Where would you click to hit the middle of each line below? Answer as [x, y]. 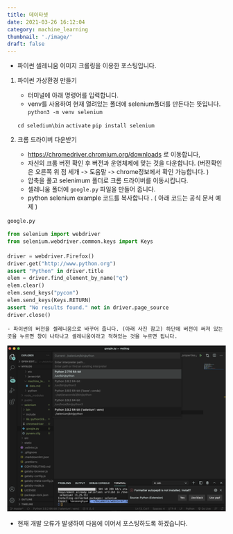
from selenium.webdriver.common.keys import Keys [80, 242]
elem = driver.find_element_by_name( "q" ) [68, 278]
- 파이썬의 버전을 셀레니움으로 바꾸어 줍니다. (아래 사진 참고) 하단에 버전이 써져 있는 [115, 329]
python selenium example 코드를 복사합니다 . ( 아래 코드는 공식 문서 [121, 198]
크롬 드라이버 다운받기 [47, 140]
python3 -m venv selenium [65, 112]
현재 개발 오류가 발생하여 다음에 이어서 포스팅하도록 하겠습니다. [103, 523]
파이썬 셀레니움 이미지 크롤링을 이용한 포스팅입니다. [87, 65]
